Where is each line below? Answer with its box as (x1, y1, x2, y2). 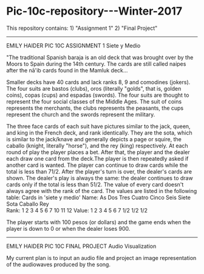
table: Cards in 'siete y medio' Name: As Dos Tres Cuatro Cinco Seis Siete (6, 194, 191, 201)
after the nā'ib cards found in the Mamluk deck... (6, 66, 128, 74)
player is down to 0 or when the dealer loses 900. (6, 225, 131, 232)
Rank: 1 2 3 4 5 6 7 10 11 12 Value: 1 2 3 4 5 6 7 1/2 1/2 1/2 (6, 206, 148, 214)
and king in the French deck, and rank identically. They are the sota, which (6, 129, 192, 136)
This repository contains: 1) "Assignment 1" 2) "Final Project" (6, 24, 158, 32)
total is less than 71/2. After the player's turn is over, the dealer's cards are (6, 167, 192, 175)
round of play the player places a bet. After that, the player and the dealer (6, 148, 190, 156)
